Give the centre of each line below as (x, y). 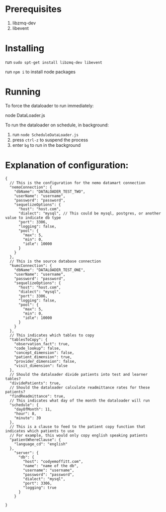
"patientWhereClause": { (35, 440)
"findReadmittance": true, (38, 396)
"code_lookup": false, (38, 348)
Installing (25, 49)
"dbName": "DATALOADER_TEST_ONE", (50, 270)
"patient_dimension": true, (43, 357)
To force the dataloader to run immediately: (49, 105)
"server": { (26, 453)
